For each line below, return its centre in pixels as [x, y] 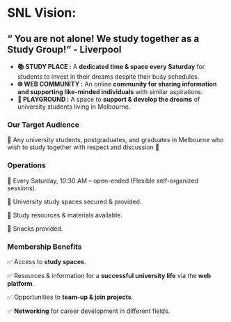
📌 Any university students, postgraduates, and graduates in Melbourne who [115, 140]
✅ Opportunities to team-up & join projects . [70, 297]
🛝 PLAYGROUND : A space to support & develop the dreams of [109, 99]
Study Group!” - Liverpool [64, 49]
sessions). [22, 188]
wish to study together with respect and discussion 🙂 [83, 147]
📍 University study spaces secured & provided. [74, 201]
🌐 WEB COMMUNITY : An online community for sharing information [117, 84]
